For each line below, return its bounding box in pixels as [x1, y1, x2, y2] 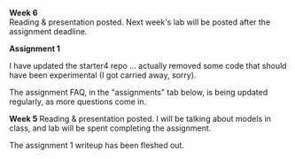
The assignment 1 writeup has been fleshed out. [9, 140, 184, 150]
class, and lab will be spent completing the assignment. [9, 123, 212, 133]
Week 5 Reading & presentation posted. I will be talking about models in [9, 114, 272, 124]
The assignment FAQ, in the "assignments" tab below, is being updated [9, 87, 268, 97]
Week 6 [9, 8, 38, 18]
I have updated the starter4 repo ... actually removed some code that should [9, 61, 287, 71]
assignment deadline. [9, 26, 88, 36]
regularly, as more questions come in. [9, 96, 147, 107]
